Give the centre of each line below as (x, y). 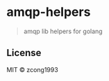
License (24, 53)
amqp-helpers (49, 12)
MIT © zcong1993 (32, 69)
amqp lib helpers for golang (63, 31)
